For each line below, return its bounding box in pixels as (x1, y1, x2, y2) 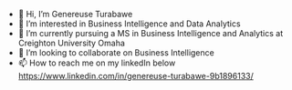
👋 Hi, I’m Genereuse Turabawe (17, 9, 133, 19)
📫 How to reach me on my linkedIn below (17, 57, 176, 68)
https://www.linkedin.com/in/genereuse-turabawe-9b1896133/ (17, 71, 254, 81)
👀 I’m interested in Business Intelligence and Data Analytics (17, 18, 241, 29)
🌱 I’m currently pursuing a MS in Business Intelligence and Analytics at (17, 28, 284, 38)
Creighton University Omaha (17, 37, 126, 48)
